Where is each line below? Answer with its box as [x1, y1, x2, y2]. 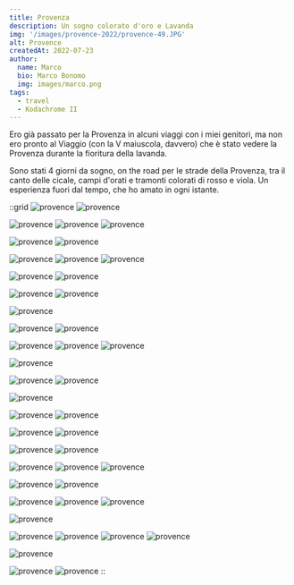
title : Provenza [9, 13, 70, 22]
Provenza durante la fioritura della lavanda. [9, 148, 168, 159]
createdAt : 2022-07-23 [9, 47, 94, 55]
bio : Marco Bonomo [17, 72, 87, 81]
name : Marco [17, 64, 63, 72]
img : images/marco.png [17, 80, 102, 89]
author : [9, 55, 38, 64]
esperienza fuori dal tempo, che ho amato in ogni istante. [9, 184, 220, 195]
